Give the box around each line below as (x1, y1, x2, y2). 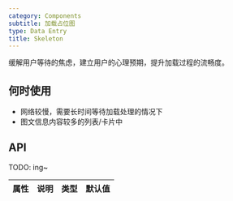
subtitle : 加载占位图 (8, 19, 76, 28)
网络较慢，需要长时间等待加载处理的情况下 (19, 107, 163, 117)
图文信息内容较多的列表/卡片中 (19, 117, 123, 126)
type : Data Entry (8, 27, 67, 35)
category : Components (8, 11, 82, 20)
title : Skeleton (8, 34, 63, 43)
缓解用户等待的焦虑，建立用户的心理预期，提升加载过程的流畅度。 (8, 58, 229, 67)
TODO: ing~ (8, 162, 49, 172)
